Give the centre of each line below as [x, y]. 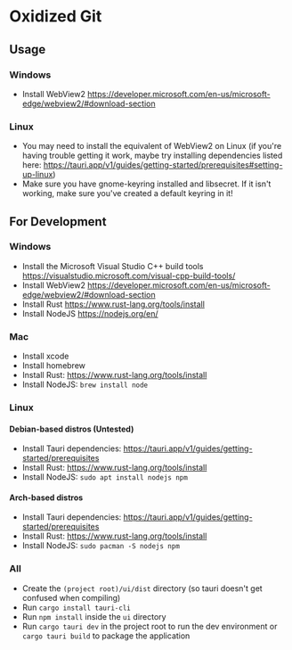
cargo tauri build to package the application [106, 636]
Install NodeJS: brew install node [85, 384]
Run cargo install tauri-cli [76, 607]
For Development [58, 222]
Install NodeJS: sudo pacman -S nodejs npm [101, 546]
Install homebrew [54, 366]
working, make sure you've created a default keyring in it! [127, 193]
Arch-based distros [46, 498]
